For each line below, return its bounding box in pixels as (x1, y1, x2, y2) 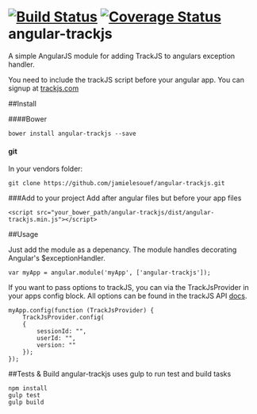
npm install (8, 385, 48, 393)
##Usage (8, 230, 39, 239)
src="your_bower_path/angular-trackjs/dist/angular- (36, 209, 215, 217)
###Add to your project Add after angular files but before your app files (8, 193, 242, 203)
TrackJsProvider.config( (22, 314, 105, 322)
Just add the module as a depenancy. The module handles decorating (8, 245, 237, 254)
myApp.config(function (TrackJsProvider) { (8, 307, 155, 315)
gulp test (8, 392, 41, 400)
